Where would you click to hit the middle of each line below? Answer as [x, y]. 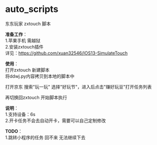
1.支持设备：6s [20, 114]
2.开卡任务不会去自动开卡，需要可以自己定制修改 [56, 120]
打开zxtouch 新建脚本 [27, 70]
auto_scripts [32, 9]
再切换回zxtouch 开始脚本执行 [36, 97]
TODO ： [14, 131]
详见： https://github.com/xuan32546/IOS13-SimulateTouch [66, 53]
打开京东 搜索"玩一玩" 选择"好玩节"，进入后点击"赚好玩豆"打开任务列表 [78, 86]
